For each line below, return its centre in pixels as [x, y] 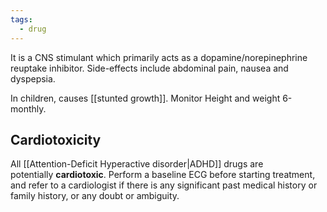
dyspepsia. [33, 78]
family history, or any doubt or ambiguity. [95, 196]
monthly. [28, 108]
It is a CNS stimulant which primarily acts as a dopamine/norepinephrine [159, 57]
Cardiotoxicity [56, 139]
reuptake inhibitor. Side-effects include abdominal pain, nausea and [149, 68]
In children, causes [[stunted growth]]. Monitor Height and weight [145, 98]
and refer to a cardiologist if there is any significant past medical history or [164, 185]
